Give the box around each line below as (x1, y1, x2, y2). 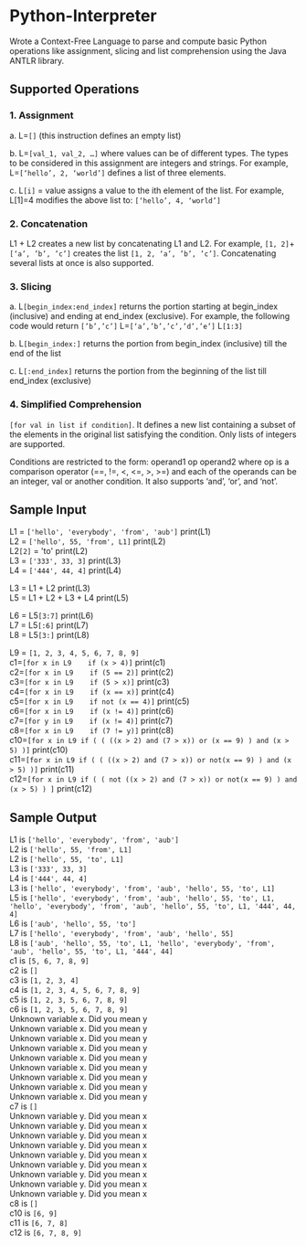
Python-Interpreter (9, 5, 157, 27)
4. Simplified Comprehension (9, 399, 142, 411)
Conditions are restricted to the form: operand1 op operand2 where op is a (9, 456, 290, 467)
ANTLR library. (9, 55, 65, 66)
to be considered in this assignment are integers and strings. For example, (9, 157, 289, 168)
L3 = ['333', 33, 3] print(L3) (9, 555, 121, 567)
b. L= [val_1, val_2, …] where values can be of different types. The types (9, 147, 290, 158)
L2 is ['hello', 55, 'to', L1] (9, 854, 124, 865)
